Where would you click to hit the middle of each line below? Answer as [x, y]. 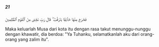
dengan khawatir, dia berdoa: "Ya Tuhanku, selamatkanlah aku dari [72, 34]
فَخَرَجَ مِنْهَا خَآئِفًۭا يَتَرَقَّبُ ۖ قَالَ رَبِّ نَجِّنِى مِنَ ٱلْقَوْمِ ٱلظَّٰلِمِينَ [46, 19]
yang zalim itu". [34, 39]
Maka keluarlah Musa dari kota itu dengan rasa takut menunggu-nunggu [78, 29]
